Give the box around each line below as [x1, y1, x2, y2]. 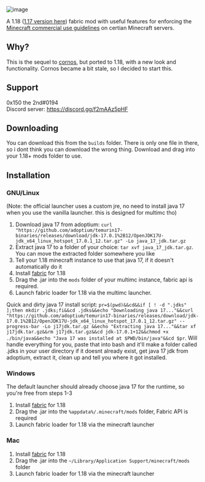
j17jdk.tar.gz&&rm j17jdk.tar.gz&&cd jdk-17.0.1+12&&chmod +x [6, 329, 169, 335]
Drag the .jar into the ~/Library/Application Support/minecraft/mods [15, 457, 190, 464]
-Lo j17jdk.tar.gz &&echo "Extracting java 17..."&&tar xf [42, 324, 196, 330]
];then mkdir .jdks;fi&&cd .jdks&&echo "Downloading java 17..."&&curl [6, 307, 193, 314]
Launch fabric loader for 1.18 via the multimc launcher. [15, 289, 152, 297]
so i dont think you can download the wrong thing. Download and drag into [6, 146, 195, 153]
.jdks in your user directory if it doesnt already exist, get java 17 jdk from [6, 347, 188, 355]
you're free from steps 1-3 [6, 389, 72, 397]
